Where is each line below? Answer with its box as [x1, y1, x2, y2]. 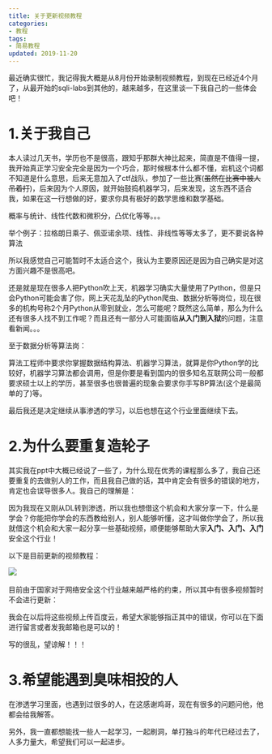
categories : [8, 19, 49, 28]
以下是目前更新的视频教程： [8, 550, 101, 560]
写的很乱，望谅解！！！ [8, 639, 87, 649]
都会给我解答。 [8, 709, 58, 719]
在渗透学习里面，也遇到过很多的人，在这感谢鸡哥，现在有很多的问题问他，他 [8, 699, 264, 709]
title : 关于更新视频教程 [8, 11, 83, 20]
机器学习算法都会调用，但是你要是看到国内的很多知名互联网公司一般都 [29, 368, 264, 377]
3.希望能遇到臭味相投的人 [8, 671, 178, 690]
